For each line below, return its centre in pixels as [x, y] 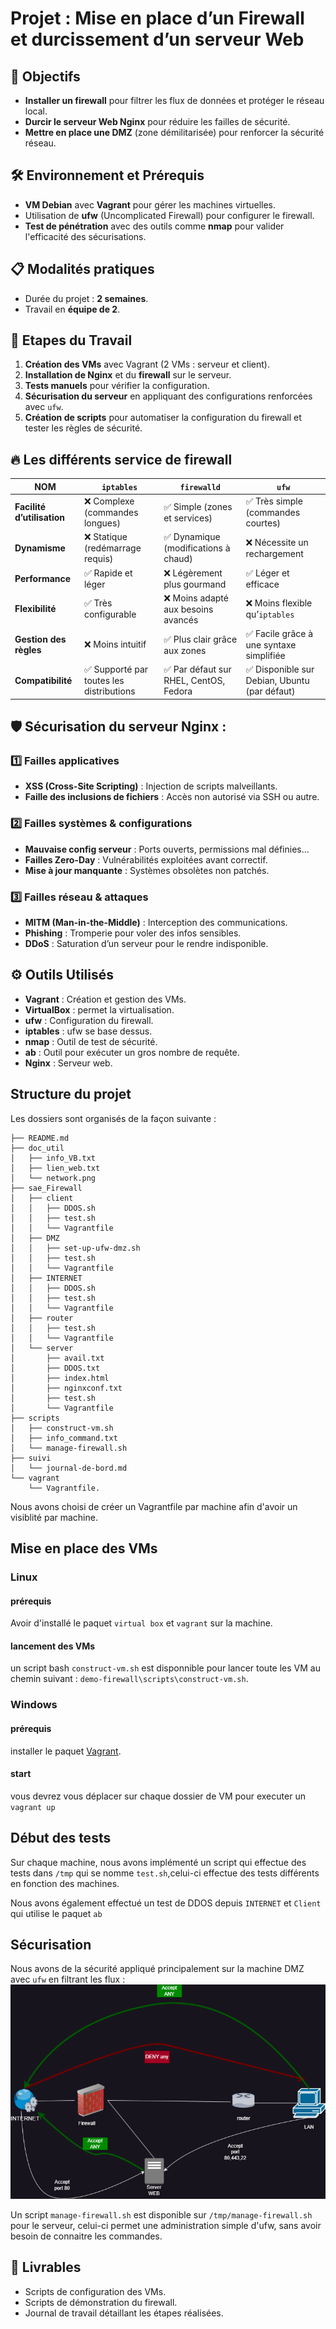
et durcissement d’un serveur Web [157, 39]
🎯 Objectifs [45, 76]
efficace [262, 584]
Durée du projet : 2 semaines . [86, 298]
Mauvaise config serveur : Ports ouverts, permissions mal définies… [167, 849]
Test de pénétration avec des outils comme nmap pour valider [154, 226]
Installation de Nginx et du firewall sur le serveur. [128, 375]
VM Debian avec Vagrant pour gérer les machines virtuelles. [150, 204]
